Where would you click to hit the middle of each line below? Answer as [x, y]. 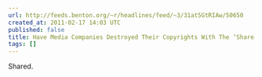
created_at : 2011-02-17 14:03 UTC [65, 23]
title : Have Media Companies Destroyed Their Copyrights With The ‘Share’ [133, 37]
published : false [36, 30]
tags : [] [22, 44]
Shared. [21, 66]
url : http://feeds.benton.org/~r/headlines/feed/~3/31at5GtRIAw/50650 [126, 15]
